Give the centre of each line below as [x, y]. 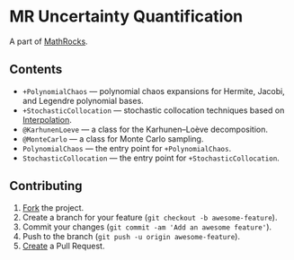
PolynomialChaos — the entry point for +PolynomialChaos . [127, 148]
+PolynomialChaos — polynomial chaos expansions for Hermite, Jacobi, [153, 91]
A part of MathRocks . [49, 41]
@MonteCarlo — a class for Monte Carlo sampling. [113, 139]
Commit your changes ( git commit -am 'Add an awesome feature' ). [147, 227]
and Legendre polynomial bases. [83, 100]
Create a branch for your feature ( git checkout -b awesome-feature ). [150, 217]
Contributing [46, 186]
